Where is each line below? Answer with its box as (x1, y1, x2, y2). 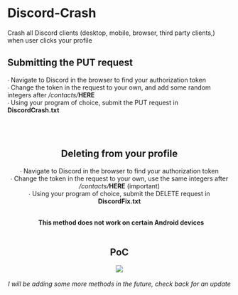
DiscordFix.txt (97, 197, 141, 205)
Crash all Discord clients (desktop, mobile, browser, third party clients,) (7, 28, 215, 37)
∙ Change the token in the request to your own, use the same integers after (10, 174, 229, 183)
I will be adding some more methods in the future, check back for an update (8, 279, 231, 289)
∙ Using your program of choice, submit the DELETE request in (28, 189, 211, 198)
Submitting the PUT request (7, 57, 134, 69)
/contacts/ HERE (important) (79, 181, 160, 190)
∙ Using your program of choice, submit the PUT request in (7, 98, 179, 107)
